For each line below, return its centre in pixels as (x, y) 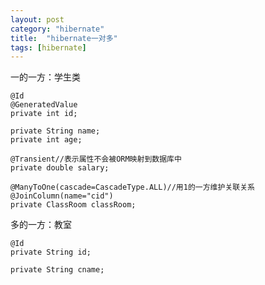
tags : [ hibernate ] (48, 47)
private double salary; (60, 168)
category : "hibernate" (57, 29)
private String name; (55, 131)
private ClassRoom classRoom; (73, 205)
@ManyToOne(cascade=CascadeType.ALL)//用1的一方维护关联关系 (132, 187)
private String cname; (57, 270)
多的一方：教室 (41, 225)
